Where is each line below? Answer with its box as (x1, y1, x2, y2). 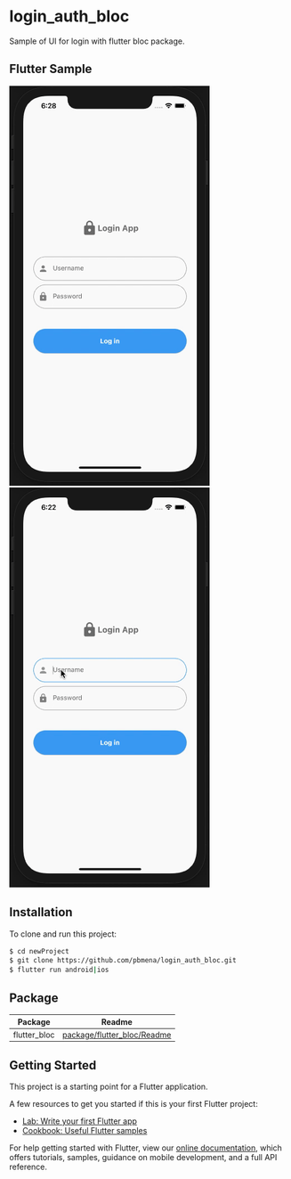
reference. (9, 1161, 47, 1173)
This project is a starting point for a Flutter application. (9, 1081, 208, 1093)
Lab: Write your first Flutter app (21, 1116, 138, 1126)
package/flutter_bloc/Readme (61, 1029, 172, 1040)
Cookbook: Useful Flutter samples (21, 1126, 148, 1136)
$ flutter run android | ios (9, 965, 109, 975)
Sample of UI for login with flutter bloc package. (9, 36, 185, 46)
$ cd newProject (9, 946, 69, 955)
